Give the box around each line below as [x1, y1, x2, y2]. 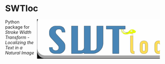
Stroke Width [5, 29, 32, 35]
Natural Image [5, 49, 34, 56]
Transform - [5, 34, 29, 40]
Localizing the [5, 39, 34, 45]
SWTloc [5, 3, 38, 14]
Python [5, 19, 20, 25]
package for [5, 24, 30, 30]
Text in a [5, 45, 23, 50]
